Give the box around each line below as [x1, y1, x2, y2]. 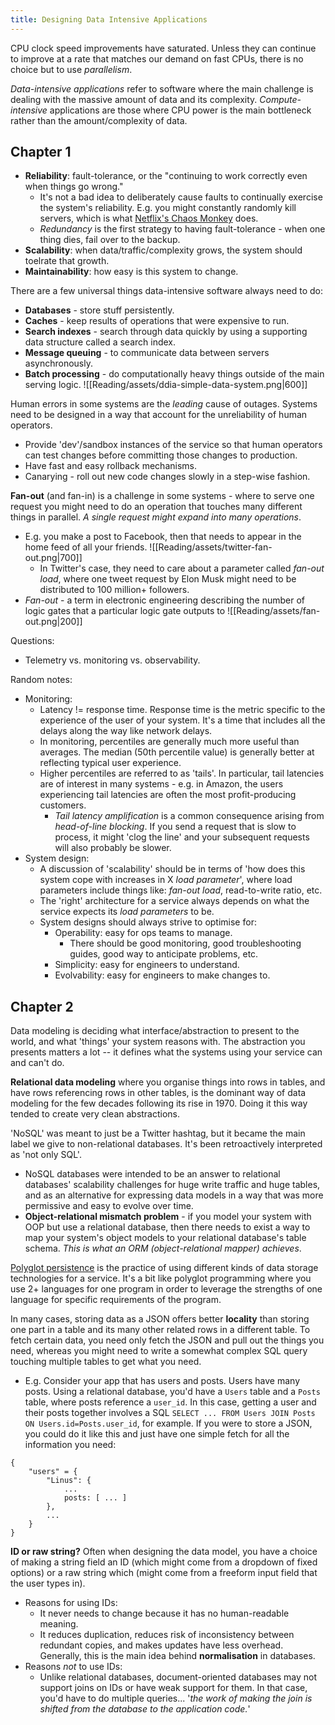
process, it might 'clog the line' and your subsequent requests [54, 831, 310, 843]
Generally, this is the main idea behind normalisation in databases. [39, 1650, 316, 1662]
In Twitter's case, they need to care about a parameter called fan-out [39, 562, 325, 575]
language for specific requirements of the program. [10, 1294, 222, 1306]
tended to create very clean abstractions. [10, 1108, 181, 1120]
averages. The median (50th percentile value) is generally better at [39, 746, 315, 758]
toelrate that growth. [24, 255, 110, 267]
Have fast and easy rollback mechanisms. [24, 460, 197, 472]
